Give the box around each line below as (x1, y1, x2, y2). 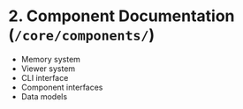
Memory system (20, 54, 81, 64)
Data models (20, 91, 68, 102)
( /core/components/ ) (8, 25, 156, 45)
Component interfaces (20, 82, 103, 92)
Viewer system (20, 63, 76, 74)
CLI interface (20, 72, 69, 83)
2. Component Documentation (8, 6, 235, 26)
